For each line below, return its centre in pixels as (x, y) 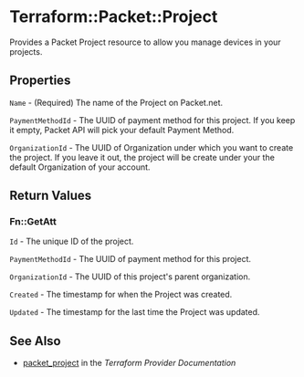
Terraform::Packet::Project (114, 17)
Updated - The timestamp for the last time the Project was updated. (135, 312)
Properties (40, 81)
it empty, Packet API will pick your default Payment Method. (122, 130)
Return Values (51, 196)
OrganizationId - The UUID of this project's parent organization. (130, 277)
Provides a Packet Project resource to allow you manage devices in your (145, 42)
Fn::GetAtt (33, 222)
